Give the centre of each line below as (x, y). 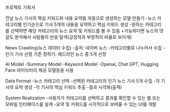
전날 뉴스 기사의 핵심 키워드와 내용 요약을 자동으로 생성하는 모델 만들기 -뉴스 (81, 18)
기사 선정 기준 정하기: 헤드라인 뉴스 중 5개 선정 (60, 54)
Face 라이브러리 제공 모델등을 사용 (40, 70)
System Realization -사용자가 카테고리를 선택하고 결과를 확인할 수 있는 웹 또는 (83, 98)
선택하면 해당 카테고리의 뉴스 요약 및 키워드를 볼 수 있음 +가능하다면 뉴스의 (84, 31)
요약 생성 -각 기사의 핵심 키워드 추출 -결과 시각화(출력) (68, 87)
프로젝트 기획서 (20, 7)
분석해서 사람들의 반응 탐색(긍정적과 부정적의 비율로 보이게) (73, 37)
